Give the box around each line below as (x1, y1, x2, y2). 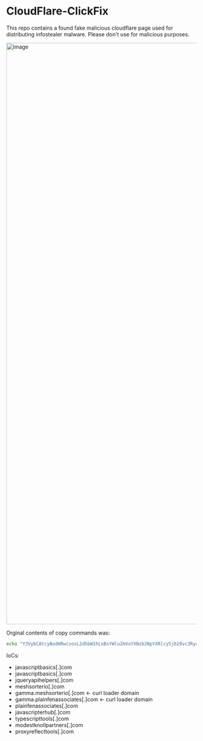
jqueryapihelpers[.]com (14, 676, 74, 684)
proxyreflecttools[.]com (14, 728, 74, 735)
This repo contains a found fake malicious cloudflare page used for (6, 24, 173, 31)
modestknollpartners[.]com (14, 721, 83, 728)
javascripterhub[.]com (14, 708, 71, 716)
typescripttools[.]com (14, 715, 69, 722)
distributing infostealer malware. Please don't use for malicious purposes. (6, 30, 190, 38)
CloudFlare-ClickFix (6, 4, 109, 18)
